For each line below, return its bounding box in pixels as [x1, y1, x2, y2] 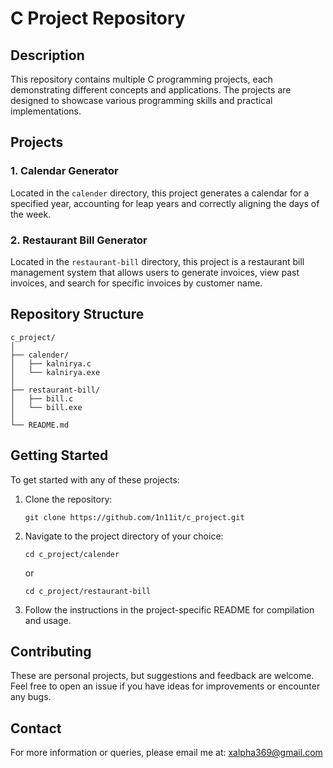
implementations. [10, 105, 82, 117]
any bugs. [10, 691, 52, 703]
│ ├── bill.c [10, 393, 74, 404]
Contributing [10, 643, 92, 660]
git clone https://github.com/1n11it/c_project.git [24, 512, 245, 522]
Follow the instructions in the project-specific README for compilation [24, 603, 315, 616]
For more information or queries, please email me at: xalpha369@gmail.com [10, 747, 323, 759]
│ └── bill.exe [10, 402, 83, 412]
